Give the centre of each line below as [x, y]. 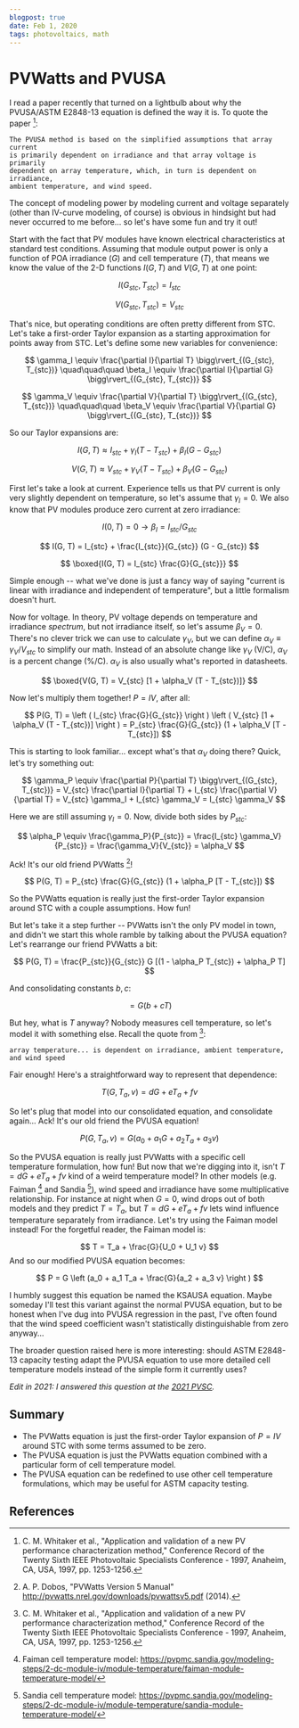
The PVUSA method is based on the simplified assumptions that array [141, 139]
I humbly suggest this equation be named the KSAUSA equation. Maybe [141, 1295]
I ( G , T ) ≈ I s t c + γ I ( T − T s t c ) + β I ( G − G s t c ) [149, 451]
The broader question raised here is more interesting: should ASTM [133, 1350]
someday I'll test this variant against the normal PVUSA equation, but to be [146, 1304]
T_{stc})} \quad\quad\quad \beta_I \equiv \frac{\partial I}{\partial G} [149, 369]
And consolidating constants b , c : [70, 988]
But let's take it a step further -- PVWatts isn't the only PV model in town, [143, 926]
